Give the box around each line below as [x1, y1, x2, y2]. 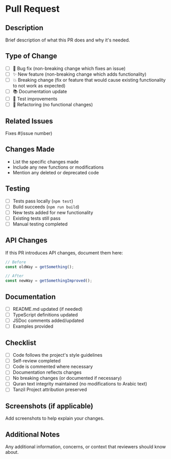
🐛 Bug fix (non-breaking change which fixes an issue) [12, 65, 126, 72]
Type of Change [5, 52, 57, 60]
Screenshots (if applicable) [5, 402, 93, 410]
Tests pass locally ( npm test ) [12, 198, 74, 204]
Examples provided [12, 323, 54, 330]
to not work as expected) [12, 83, 66, 88]
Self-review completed [12, 358, 61, 364]
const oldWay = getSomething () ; [5, 264, 74, 269]
